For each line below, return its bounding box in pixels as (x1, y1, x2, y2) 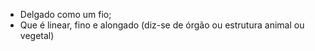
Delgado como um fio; (19, 9, 112, 20)
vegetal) (19, 30, 55, 41)
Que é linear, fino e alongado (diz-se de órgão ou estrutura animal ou (19, 19, 305, 31)
